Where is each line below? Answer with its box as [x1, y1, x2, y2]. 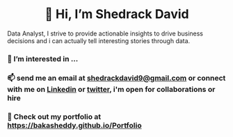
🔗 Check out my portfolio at [7, 111, 102, 121]
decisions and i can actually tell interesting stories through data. [7, 36, 191, 45]
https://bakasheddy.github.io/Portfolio [7, 120, 142, 130]
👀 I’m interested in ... [7, 54, 79, 63]
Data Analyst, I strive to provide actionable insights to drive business [7, 29, 204, 38]
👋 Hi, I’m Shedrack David [45, 6, 189, 22]
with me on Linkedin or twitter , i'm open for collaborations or [7, 84, 216, 94]
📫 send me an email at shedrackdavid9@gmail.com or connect [7, 73, 226, 83]
